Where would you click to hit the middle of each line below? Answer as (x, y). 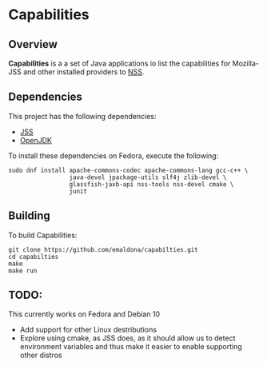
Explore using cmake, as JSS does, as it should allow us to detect (128, 338)
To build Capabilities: (43, 235)
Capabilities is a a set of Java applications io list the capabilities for (120, 63)
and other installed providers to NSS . (84, 72)
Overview (33, 44)
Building (29, 216)
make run (23, 271)
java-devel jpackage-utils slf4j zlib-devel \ (148, 177)
